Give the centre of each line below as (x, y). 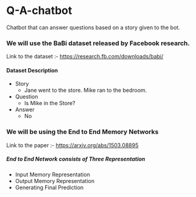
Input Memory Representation (52, 175)
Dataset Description (32, 70)
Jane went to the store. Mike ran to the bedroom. (86, 90)
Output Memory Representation (55, 181)
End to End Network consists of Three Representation (76, 159)
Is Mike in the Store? (50, 103)
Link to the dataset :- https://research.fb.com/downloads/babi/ (85, 57)
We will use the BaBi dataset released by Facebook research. (98, 43)
